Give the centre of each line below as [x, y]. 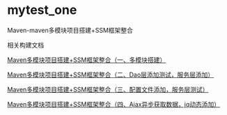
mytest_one [42, 10]
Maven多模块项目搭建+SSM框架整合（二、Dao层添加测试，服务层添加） [111, 75]
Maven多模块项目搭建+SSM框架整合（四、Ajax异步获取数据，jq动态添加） [114, 104]
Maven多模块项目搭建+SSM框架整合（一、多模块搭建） [87, 60]
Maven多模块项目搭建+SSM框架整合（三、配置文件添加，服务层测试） [108, 89]
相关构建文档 [25, 45]
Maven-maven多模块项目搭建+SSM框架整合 [70, 30]
